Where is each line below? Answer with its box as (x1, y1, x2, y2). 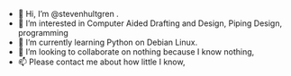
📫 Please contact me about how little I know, (17, 56, 186, 67)
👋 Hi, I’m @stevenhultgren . (17, 9, 119, 19)
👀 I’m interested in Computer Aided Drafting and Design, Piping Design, (17, 18, 282, 29)
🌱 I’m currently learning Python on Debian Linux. (17, 37, 198, 47)
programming (17, 28, 69, 38)
